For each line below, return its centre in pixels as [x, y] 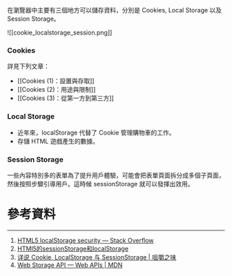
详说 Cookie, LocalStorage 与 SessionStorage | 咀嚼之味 [97, 257]
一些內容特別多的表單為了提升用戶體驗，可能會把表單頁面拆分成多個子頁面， [116, 175]
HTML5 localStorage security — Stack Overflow [85, 240]
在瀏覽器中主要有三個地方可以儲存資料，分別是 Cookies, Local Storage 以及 [115, 10]
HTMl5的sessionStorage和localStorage [73, 248]
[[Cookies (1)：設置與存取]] [56, 81]
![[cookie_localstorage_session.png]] [60, 32]
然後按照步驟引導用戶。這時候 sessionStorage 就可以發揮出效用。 [100, 184]
